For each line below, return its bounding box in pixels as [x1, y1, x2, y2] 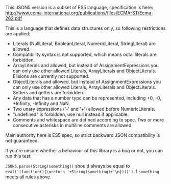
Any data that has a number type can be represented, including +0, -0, [12, 95, 162, 101]
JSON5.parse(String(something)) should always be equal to [5, 163, 130, 169]
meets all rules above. [5, 174, 52, 180]
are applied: [5, 31, 31, 36]
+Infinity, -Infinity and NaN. [12, 100, 70, 107]
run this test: [5, 153, 32, 159]
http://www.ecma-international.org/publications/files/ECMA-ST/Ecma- [5, 10, 154, 16]
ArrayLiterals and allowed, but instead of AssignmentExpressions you [12, 63, 159, 68]
